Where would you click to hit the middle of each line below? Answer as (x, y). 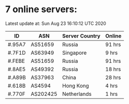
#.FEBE (16, 61)
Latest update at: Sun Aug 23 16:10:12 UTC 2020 (56, 23)
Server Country (81, 36)
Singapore (75, 53)
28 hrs (113, 77)
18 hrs (113, 69)
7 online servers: (41, 9)
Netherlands (77, 94)
